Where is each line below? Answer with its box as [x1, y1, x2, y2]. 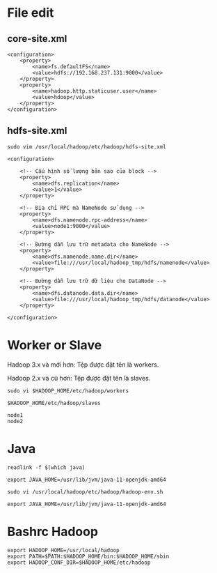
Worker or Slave [7, 337, 102, 353]
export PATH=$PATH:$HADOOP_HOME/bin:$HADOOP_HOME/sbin [7, 553, 170, 560]
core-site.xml [7, 33, 67, 45]
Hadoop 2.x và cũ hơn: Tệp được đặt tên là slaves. [7, 374, 151, 382]
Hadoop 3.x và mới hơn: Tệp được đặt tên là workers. [7, 360, 159, 369]
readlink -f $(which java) [7, 464, 86, 471]
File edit [7, 5, 54, 21]
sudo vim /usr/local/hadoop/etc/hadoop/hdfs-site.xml [7, 143, 167, 151]
